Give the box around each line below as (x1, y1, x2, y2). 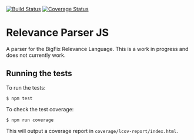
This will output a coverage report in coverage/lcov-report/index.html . (6, 127, 178, 134)
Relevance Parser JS (6, 26, 109, 39)
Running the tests (6, 69, 72, 78)
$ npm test (6, 95, 33, 101)
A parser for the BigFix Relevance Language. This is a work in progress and (6, 45, 189, 52)
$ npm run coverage (6, 117, 54, 123)
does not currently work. (6, 52, 66, 59)
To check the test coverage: (6, 105, 74, 112)
